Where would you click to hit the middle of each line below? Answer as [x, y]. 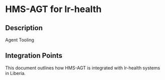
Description [24, 28]
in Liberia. [16, 73]
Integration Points [34, 56]
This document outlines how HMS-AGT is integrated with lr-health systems [83, 68]
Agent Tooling [20, 40]
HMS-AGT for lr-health [53, 9]
